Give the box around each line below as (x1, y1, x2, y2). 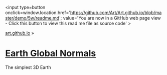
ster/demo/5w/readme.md (5, 15, 60, 21)
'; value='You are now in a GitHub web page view (59, 15, 161, 21)
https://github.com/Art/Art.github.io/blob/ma (70, 10, 162, 16)
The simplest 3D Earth (5, 64, 51, 70)
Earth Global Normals (5, 48, 96, 59)
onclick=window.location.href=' (5, 10, 71, 16)
